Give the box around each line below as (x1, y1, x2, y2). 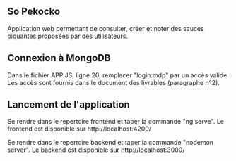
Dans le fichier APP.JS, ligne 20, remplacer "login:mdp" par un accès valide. (7, 70, 230, 79)
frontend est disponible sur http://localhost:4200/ (7, 124, 152, 133)
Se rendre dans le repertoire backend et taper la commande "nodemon (7, 139, 214, 147)
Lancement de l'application (7, 98, 131, 111)
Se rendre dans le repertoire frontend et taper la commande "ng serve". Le (7, 117, 225, 126)
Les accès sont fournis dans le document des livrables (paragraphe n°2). (7, 78, 220, 86)
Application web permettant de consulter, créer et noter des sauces (7, 24, 204, 32)
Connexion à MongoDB (7, 52, 111, 64)
